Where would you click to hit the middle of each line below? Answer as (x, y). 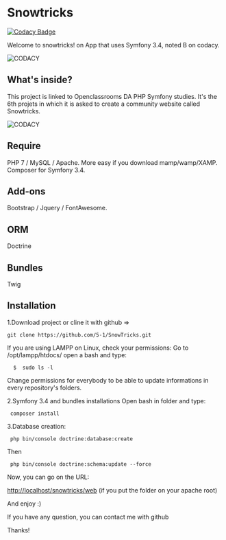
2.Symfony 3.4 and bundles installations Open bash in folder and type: (106, 401)
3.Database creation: (37, 426)
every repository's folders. (45, 387)
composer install (35, 414)
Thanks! (18, 530)
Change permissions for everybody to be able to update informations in (108, 380)
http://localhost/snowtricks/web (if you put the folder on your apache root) (112, 490)
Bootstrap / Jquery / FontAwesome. (57, 208)
